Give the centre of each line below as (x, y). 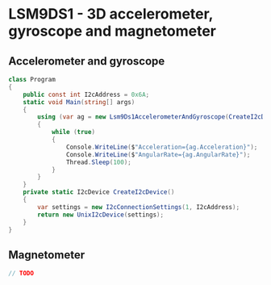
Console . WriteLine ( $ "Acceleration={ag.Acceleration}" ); (162, 147)
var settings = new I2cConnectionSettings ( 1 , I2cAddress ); (139, 207)
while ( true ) (73, 132)
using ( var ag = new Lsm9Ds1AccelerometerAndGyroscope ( (133, 117)
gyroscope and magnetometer (112, 31)
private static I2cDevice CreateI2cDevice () (99, 192)
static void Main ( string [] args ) (79, 102)
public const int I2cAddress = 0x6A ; (86, 94)
